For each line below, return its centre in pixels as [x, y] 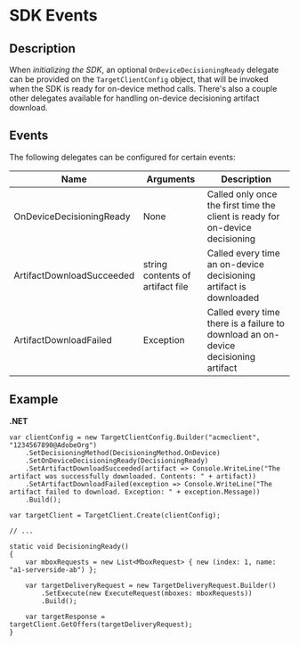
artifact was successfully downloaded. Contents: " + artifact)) [133, 476]
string [155, 264]
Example [34, 400]
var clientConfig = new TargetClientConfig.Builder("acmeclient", [135, 437]
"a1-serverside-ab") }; [53, 570]
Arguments [171, 179]
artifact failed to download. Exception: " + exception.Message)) [135, 492]
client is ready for [243, 216]
